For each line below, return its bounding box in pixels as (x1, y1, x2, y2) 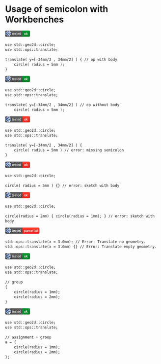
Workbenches (5, 14, 64, 25)
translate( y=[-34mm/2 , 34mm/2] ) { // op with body (5, 57, 118, 62)
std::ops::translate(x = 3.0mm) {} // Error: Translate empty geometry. (5, 244, 157, 249)
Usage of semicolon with (5, 3, 108, 15)
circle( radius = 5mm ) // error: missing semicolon (14, 147, 124, 152)
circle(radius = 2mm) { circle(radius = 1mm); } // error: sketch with (5, 214, 155, 218)
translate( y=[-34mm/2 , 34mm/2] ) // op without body (5, 102, 120, 107)
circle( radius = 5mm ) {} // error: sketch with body (5, 183, 120, 188)
